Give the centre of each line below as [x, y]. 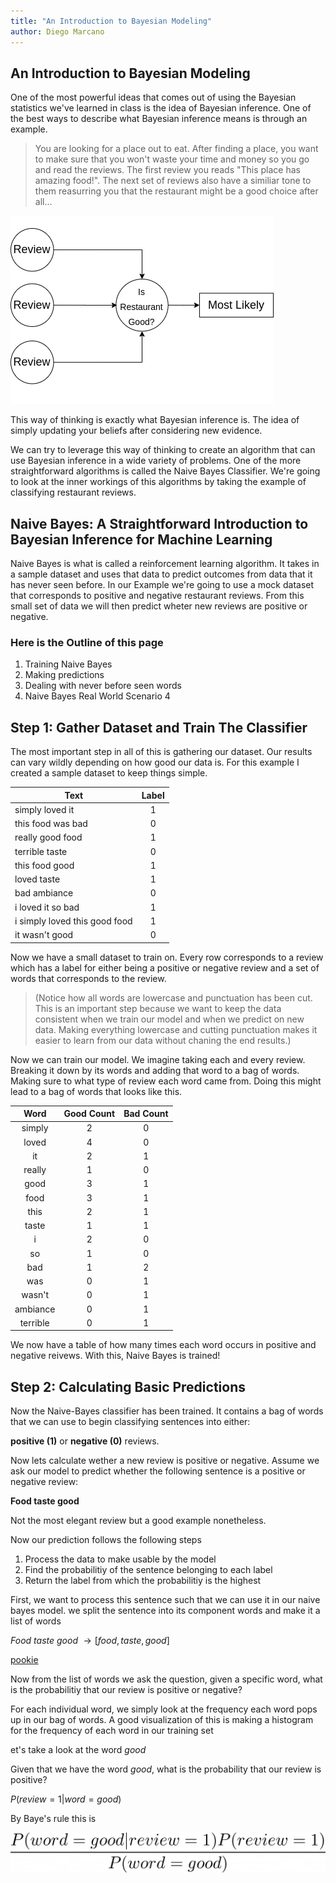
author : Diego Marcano [57, 31]
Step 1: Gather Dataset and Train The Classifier [159, 727]
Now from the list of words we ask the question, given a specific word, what [166, 1679]
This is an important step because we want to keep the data [158, 1008]
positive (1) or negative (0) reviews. [85, 1441]
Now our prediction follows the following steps [106, 1540]
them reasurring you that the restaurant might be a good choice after [176, 191]
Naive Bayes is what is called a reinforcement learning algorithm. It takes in [165, 564]
